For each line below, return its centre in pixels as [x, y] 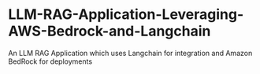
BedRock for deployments [50, 61]
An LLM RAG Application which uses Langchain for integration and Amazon [130, 53]
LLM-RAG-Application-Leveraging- [126, 15]
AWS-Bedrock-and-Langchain [110, 31]
